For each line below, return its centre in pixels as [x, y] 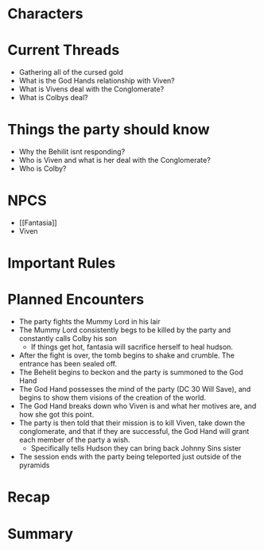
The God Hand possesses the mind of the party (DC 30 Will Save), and [135, 389]
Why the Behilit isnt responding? [72, 152]
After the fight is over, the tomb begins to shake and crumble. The [127, 355]
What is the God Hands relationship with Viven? [97, 81]
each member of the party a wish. [74, 440]
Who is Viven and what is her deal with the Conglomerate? [115, 161]
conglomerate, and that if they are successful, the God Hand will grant [134, 432]
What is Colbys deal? [53, 98]
